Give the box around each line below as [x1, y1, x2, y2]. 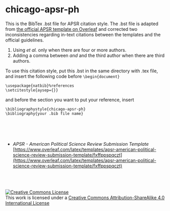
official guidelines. [5, 37, 44, 43]
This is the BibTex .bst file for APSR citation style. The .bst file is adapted [5, 21, 159, 27]
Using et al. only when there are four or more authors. [12, 47, 126, 53]
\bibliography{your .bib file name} [5, 111, 83, 116]
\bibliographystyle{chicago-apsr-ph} [5, 106, 86, 111]
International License [5, 200, 50, 206]
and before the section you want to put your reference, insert [5, 97, 134, 103]
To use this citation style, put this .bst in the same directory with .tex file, [5, 68, 158, 74]
